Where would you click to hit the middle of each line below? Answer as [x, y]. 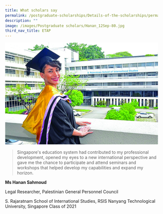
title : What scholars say [31, 10]
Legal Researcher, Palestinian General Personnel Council [62, 192]
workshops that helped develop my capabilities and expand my [80, 168]
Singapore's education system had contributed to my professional [83, 152]
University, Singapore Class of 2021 [41, 206]
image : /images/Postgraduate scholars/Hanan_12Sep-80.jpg [65, 26]
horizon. [25, 173]
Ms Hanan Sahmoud [26, 182]
